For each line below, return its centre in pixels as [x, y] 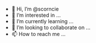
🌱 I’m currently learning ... [42, 21]
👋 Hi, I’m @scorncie [35, 9]
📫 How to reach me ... [38, 34]
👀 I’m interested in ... [36, 15]
